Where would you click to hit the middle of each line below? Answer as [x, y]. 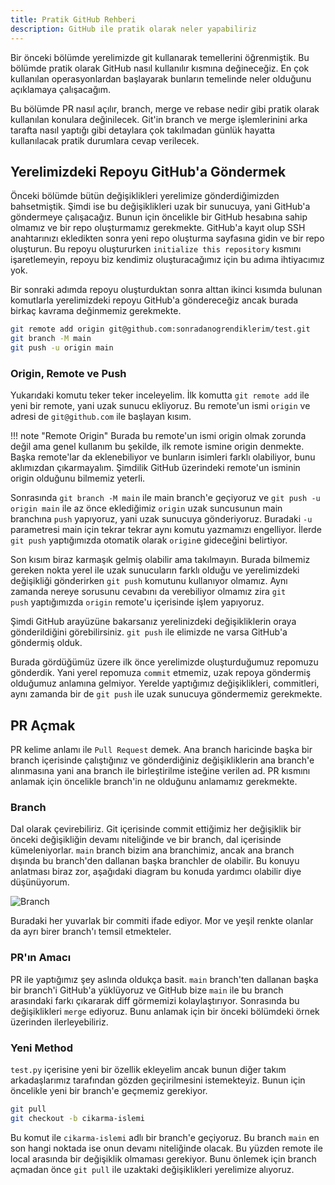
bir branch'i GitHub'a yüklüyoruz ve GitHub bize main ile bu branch [147, 990]
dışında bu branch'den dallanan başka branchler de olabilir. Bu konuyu [155, 861]
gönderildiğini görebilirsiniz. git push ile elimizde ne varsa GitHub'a [149, 632]
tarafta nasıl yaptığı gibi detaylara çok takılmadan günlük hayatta [143, 130]
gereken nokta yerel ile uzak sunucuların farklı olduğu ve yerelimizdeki [155, 570]
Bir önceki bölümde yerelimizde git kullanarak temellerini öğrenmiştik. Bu [160, 57]
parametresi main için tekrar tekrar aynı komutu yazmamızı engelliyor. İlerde [166, 530]
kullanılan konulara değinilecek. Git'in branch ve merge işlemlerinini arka [159, 119]
